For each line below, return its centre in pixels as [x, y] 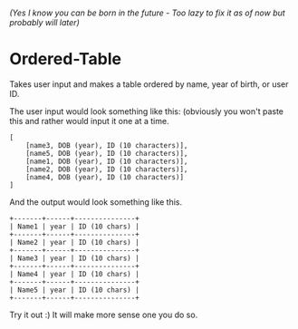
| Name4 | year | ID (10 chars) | [75, 274]
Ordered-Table [66, 58]
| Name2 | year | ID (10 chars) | [75, 242]
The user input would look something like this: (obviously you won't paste [146, 111]
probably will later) [44, 22]
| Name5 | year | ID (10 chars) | [75, 290]
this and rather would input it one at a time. [89, 121]
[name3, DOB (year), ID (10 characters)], [107, 145]
